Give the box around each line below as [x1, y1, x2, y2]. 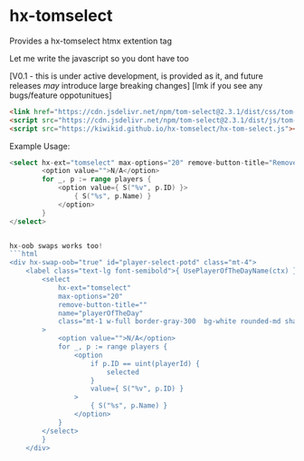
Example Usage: [9, 140, 71, 151]
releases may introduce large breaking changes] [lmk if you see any [9, 80, 263, 91]
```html [9, 250, 39, 259]
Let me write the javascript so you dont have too [9, 53, 190, 63]
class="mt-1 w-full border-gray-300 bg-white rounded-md [57, 317, 281, 326]
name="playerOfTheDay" [57, 309, 144, 318]
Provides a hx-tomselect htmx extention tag [9, 35, 172, 46]
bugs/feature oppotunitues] [9, 90, 112, 101]
